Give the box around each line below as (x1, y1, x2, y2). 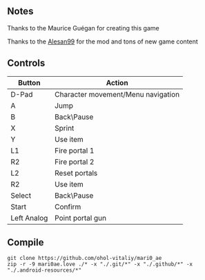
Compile (7, 236, 44, 248)
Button (18, 77, 41, 87)
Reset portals (55, 168, 98, 178)
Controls (7, 57, 46, 69)
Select (10, 190, 32, 200)
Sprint (55, 123, 75, 133)
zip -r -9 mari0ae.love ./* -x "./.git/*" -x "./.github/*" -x (7, 261, 193, 268)
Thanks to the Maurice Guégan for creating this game (7, 24, 160, 32)
